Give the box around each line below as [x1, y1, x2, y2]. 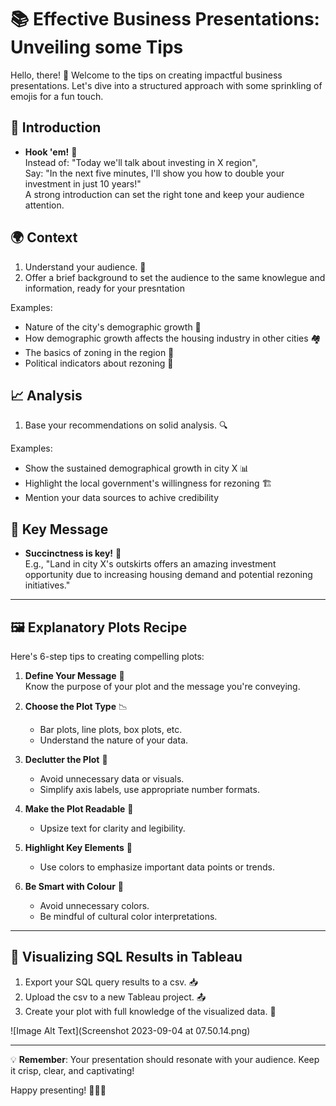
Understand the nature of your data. [39, 734, 189, 746]
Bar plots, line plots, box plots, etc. [39, 724, 183, 735]
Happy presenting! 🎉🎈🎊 [10, 1084, 107, 1096]
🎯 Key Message [10, 521, 109, 538]
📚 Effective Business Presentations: [10, 8, 320, 31]
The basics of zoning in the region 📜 [24, 346, 175, 358]
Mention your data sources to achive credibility [24, 492, 220, 504]
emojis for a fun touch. [10, 90, 104, 102]
